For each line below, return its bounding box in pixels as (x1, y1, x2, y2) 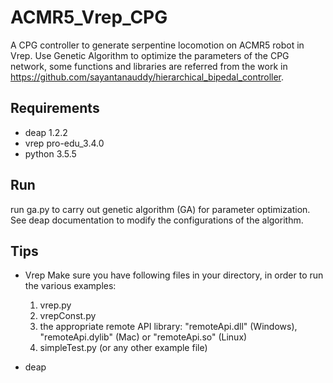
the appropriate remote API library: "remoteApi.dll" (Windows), (39, 321, 298, 333)
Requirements (10, 100, 100, 117)
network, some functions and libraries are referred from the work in (10, 60, 288, 72)
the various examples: (24, 280, 117, 292)
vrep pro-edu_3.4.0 (24, 137, 105, 149)
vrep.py (39, 299, 72, 311)
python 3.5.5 (24, 147, 77, 160)
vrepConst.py (39, 310, 97, 322)
